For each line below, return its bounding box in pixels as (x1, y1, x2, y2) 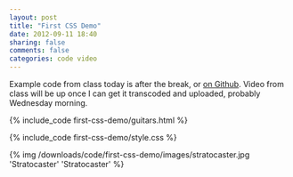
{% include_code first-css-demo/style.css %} (9, 133, 177, 142)
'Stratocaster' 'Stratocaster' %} (9, 159, 125, 169)
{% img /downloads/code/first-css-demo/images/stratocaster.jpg (9, 149, 250, 160)
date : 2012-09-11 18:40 (9, 29, 98, 38)
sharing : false (9, 37, 66, 47)
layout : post (9, 12, 58, 22)
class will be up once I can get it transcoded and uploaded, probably (9, 88, 261, 99)
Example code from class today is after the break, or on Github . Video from (9, 79, 285, 89)
